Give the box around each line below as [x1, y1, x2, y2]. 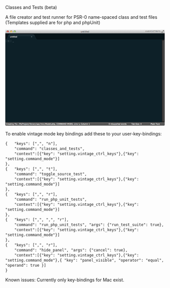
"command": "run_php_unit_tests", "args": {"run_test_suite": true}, [14, 223, 164, 228]
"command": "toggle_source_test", [14, 172, 87, 177]
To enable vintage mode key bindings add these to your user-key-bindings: [5, 131, 162, 137]
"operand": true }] [5, 263, 47, 268]
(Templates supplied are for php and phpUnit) [5, 20, 101, 25]
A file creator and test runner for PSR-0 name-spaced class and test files [5, 14, 158, 20]
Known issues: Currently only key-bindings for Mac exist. [5, 277, 124, 283]
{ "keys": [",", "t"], [5, 167, 58, 172]
